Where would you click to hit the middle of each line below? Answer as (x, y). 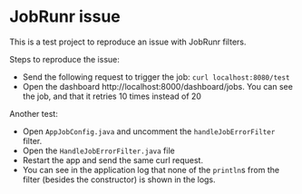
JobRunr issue (65, 17)
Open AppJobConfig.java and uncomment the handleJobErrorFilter (149, 131)
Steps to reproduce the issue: (65, 59)
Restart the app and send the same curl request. (113, 160)
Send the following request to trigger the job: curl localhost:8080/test (156, 77)
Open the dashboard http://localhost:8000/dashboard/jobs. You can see (157, 86)
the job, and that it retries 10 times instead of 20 (112, 96)
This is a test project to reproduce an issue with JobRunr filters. (128, 42)
